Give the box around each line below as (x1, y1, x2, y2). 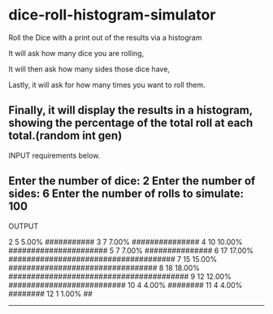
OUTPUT (8, 221, 39, 231)
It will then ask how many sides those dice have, (8, 63, 171, 74)
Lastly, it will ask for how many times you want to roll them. (8, 80, 206, 89)
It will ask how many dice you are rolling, (8, 48, 145, 58)
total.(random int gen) (8, 129, 123, 143)
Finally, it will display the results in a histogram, (8, 103, 253, 117)
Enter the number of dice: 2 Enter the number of (8, 174, 256, 188)
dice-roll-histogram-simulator (8, 6, 216, 24)
